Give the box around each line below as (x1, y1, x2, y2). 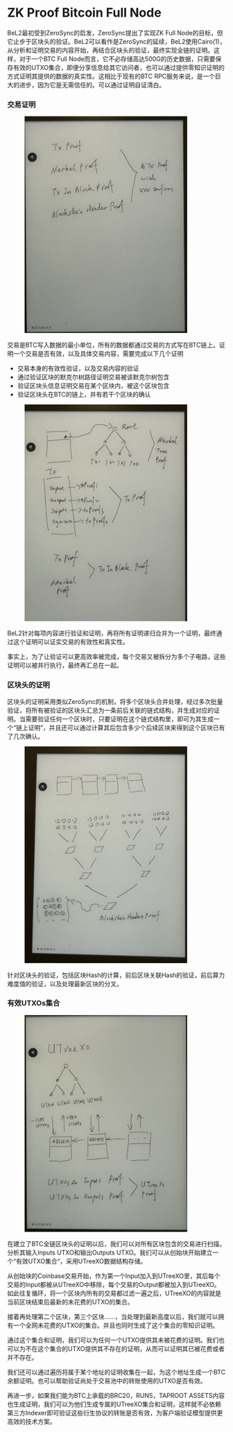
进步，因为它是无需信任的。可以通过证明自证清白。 (19, 80, 165, 89)
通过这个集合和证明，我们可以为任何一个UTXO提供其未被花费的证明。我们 (7, 1336, 219, 1344)
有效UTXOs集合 (7, 999, 60, 1008)
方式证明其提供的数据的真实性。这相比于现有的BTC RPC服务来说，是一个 (7, 71, 216, 80)
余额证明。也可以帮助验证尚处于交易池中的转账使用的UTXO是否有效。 (7, 1377, 207, 1385)
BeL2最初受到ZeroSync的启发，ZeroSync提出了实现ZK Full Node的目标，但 (7, 28, 223, 37)
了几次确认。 (7, 732, 44, 740)
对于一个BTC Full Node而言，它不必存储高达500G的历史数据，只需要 (19, 54, 216, 63)
